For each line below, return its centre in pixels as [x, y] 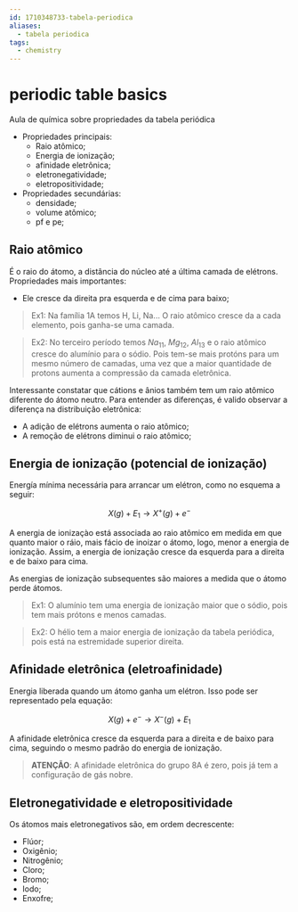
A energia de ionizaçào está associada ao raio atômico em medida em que [145, 532]
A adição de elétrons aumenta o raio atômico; [105, 426]
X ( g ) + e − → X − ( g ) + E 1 [149, 719]
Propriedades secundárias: [72, 193]
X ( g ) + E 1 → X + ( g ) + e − [149, 514]
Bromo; [36, 880]
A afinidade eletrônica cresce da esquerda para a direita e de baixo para [141, 739]
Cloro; [33, 870]
